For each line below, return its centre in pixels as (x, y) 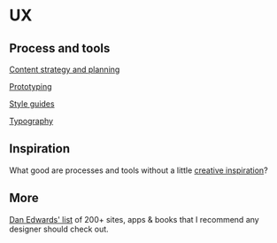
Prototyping (31, 86)
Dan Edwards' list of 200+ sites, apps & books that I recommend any (134, 219)
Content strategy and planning (65, 69)
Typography (31, 121)
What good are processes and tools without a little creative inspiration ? (138, 170)
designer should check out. (59, 229)
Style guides (32, 104)
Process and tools (60, 48)
